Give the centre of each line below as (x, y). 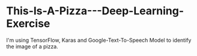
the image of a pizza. (32, 46)
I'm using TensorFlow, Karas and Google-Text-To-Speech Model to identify (99, 40)
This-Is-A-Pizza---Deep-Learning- (95, 11)
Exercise (28, 24)
